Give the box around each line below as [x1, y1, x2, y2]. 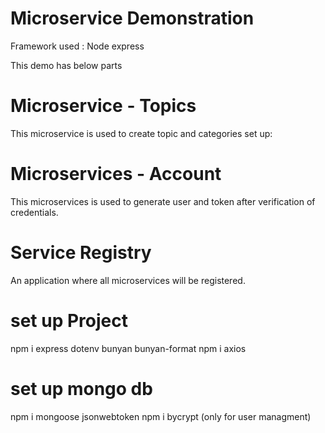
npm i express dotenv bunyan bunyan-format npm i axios [10, 342, 247, 354]
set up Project [10, 309, 128, 332]
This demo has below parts [10, 59, 123, 71]
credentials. [10, 206, 59, 218]
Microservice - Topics [10, 95, 197, 117]
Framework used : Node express [10, 40, 145, 52]
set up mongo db [10, 377, 153, 400]
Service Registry [10, 242, 152, 264]
